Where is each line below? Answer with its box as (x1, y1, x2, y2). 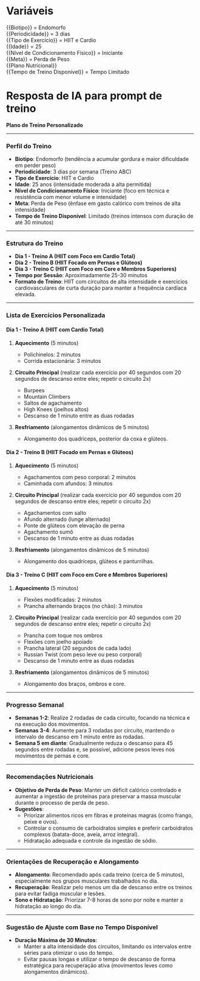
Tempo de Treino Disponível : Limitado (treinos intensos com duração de (14, 213, 193, 220)
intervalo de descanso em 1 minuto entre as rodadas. (14, 733, 145, 740)
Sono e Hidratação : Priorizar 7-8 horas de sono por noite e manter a (14, 896, 183, 904)
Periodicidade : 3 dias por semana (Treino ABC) (14, 168, 132, 175)
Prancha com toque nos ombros (23, 632, 103, 639)
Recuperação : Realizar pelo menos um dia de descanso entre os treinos (14, 883, 192, 890)
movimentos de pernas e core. (14, 752, 90, 759)
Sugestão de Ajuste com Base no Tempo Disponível (6, 923, 158, 931)
